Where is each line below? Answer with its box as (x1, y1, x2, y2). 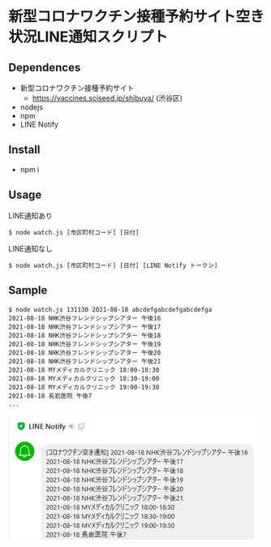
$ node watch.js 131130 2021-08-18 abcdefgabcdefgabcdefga (8, 306, 213, 314)
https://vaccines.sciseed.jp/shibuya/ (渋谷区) (32, 93, 183, 102)
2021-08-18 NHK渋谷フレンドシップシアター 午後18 (8, 332, 161, 340)
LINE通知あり (8, 210, 53, 220)
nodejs (19, 102, 43, 112)
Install (8, 143, 41, 157)
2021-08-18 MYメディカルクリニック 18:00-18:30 (8, 366, 160, 374)
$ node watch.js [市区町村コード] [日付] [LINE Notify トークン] (8, 261, 218, 269)
